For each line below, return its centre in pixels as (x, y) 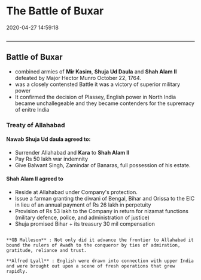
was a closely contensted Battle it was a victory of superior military (98, 84)
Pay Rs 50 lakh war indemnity (51, 159)
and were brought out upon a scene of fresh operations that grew (91, 266)
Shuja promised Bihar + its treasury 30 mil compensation (85, 224)
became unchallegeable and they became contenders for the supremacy (104, 103)
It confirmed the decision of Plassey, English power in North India (95, 97)
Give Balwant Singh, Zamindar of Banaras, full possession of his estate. (103, 165)
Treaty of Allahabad (36, 125)
